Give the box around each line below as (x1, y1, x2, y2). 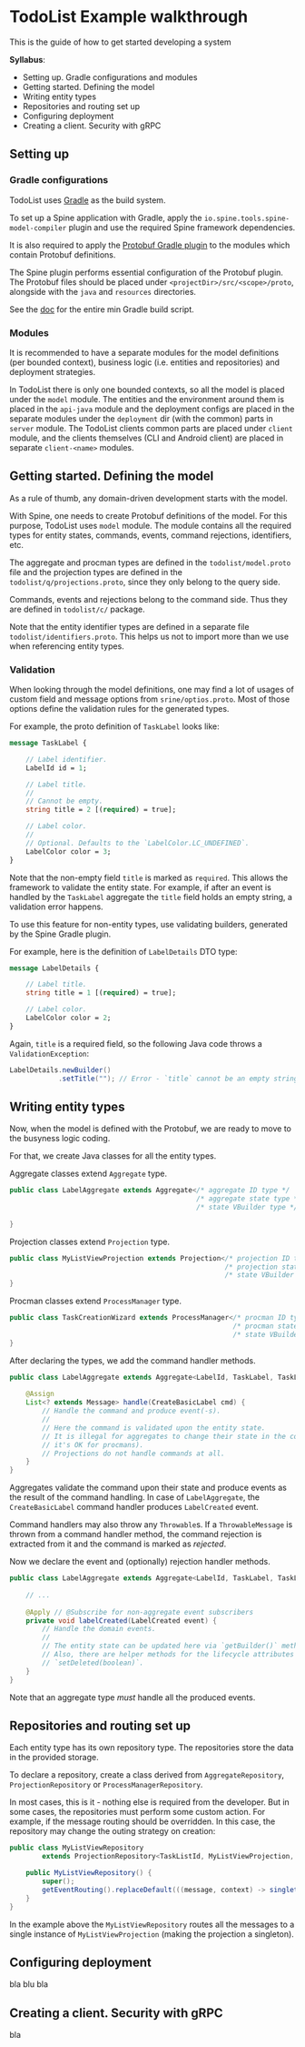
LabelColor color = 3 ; (25, 846, 112, 856)
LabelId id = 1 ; (25, 763, 88, 773)
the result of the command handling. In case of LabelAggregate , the (9, 1492, 261, 1503)
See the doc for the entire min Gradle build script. (9, 303, 194, 315)
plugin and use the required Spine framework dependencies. (68, 221, 296, 233)
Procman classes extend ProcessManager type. (9, 1295, 182, 1307)
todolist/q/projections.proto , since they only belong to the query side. (9, 576, 280, 587)
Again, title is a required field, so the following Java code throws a (9, 1038, 263, 1049)
